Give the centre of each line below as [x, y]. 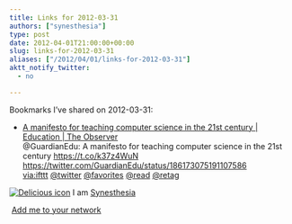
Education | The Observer [70, 137]
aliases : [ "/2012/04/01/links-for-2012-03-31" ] [100, 59]
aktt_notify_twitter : [50, 68]
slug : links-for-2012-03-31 [62, 51]
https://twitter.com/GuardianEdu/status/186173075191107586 [134, 165]
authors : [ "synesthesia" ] [58, 26]
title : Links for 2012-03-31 [64, 18]
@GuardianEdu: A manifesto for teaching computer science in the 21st [152, 146]
